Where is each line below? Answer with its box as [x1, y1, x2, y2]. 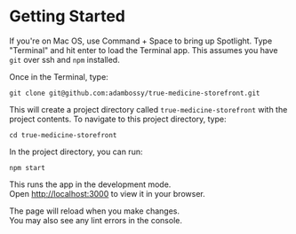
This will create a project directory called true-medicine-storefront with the [9, 104, 288, 114]
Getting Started [9, 6, 126, 27]
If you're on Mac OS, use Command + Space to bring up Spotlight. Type [9, 35, 273, 46]
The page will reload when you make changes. [9, 206, 180, 216]
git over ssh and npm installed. [9, 54, 120, 65]
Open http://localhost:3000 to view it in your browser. [9, 188, 206, 199]
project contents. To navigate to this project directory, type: [9, 113, 227, 124]
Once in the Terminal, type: [9, 71, 108, 82]
